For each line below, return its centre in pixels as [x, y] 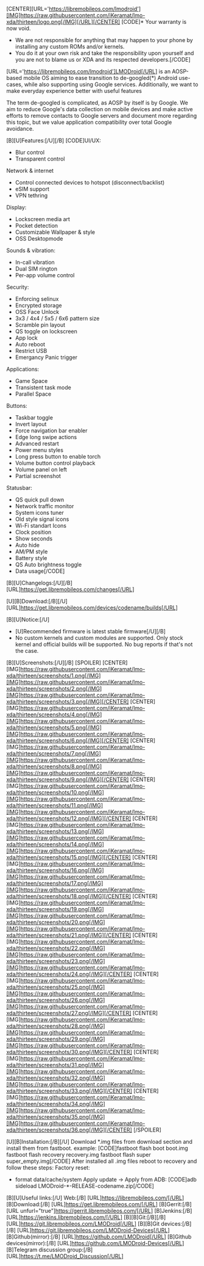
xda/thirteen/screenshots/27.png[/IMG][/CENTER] [69, 1013]
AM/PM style [31, 551]
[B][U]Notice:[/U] [28, 620]
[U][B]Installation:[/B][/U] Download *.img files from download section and [100, 1142]
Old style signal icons [42, 519]
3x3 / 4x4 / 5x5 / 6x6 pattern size [57, 318]
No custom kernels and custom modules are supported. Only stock [99, 638]
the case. [27, 651]
